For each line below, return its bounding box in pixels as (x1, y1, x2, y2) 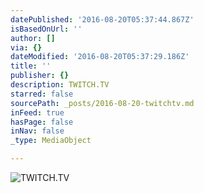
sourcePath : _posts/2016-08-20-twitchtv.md (10, 98, 195, 108)
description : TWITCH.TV (10, 80, 110, 90)
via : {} (10, 42, 43, 53)
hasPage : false (10, 117, 74, 127)
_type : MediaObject (10, 136, 92, 146)
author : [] (10, 33, 56, 43)
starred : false (10, 89, 74, 99)
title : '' (10, 61, 52, 71)
